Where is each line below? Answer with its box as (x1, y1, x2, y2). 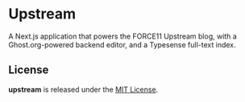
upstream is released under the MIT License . (8, 84, 159, 94)
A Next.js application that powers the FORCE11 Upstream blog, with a (8, 31, 238, 41)
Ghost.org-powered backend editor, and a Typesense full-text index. (8, 39, 236, 49)
